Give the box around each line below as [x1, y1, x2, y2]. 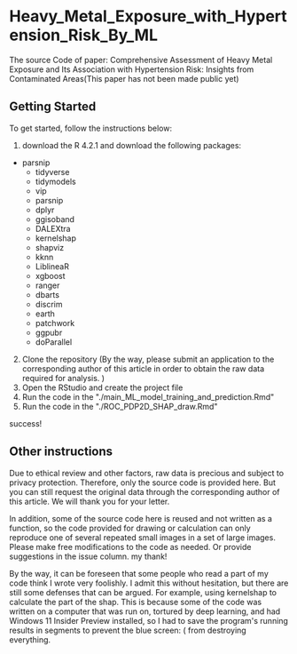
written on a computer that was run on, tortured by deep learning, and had [9, 606, 281, 617]
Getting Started [9, 100, 97, 115]
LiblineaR [35, 260, 69, 272]
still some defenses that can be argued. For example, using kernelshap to [9, 586, 277, 597]
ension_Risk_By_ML [9, 25, 158, 45]
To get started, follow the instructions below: [9, 123, 173, 133]
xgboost [35, 270, 66, 281]
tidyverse [35, 166, 70, 177]
